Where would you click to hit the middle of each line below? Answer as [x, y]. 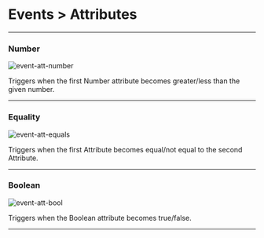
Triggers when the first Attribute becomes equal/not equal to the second [125, 149]
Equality [24, 117]
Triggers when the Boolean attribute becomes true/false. [100, 218]
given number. [31, 90]
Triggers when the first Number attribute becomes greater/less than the [124, 81]
